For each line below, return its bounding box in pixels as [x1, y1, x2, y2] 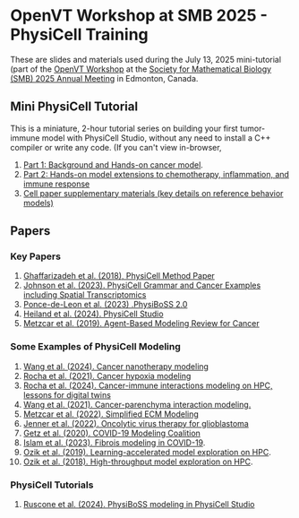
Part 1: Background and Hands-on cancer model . [22, 159, 204, 170]
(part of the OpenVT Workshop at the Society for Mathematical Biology [10, 64, 272, 74]
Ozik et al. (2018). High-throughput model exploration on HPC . [22, 456, 253, 467]
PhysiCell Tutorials [10, 479, 94, 491]
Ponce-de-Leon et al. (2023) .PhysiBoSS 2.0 [22, 299, 188, 310]
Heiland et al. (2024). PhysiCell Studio [22, 308, 164, 319]
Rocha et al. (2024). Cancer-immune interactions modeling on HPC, [22, 380, 273, 391]
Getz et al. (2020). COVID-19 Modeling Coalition [22, 427, 201, 438]
